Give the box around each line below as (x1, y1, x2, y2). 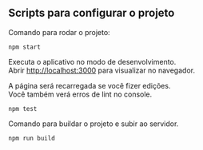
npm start (8, 43, 42, 51)
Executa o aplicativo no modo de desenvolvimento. (8, 57, 177, 66)
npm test (8, 105, 38, 112)
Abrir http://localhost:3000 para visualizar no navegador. (8, 65, 196, 75)
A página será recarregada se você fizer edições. (8, 81, 171, 90)
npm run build (8, 134, 56, 142)
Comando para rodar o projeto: (8, 27, 110, 37)
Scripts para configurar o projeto (8, 6, 175, 20)
